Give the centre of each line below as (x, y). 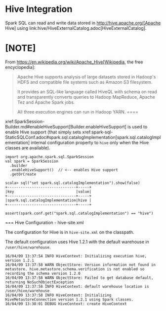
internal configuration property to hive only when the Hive (90, 142)
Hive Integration (39, 9)
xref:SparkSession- (25, 121)
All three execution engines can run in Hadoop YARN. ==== (78, 112)
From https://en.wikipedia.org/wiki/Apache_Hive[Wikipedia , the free (74, 62)
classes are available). (28, 148)
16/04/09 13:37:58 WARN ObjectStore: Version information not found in (80, 265)
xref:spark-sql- (98, 132)
